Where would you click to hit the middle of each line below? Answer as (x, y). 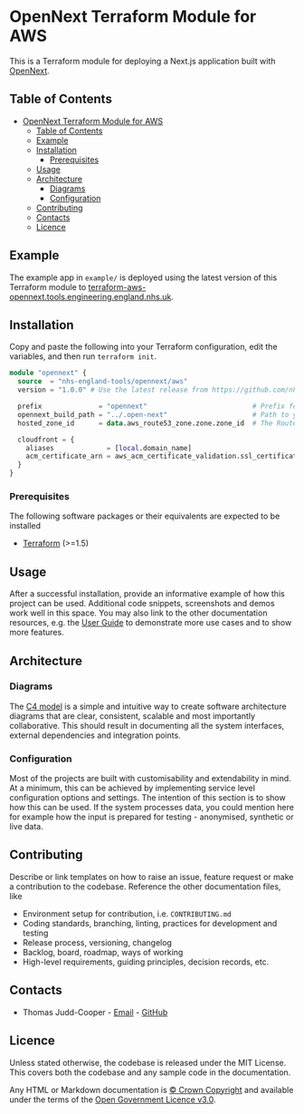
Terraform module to (48, 286)
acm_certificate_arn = (68, 456)
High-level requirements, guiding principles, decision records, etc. (146, 962)
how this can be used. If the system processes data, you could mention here (152, 808)
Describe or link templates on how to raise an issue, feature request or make (152, 877)
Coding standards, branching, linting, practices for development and (150, 923)
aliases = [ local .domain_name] (109, 448)
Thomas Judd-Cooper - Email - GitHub (95, 1012)
